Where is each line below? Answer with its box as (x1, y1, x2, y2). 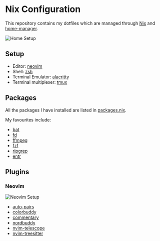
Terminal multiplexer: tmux (12, 79, 67, 85)
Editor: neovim (12, 63, 42, 69)
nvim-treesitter (12, 230, 43, 236)
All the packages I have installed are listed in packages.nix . (5, 107, 126, 113)
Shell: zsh (12, 68, 33, 74)
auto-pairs (12, 204, 34, 210)
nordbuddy (12, 220, 36, 226)
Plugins (5, 167, 29, 176)
